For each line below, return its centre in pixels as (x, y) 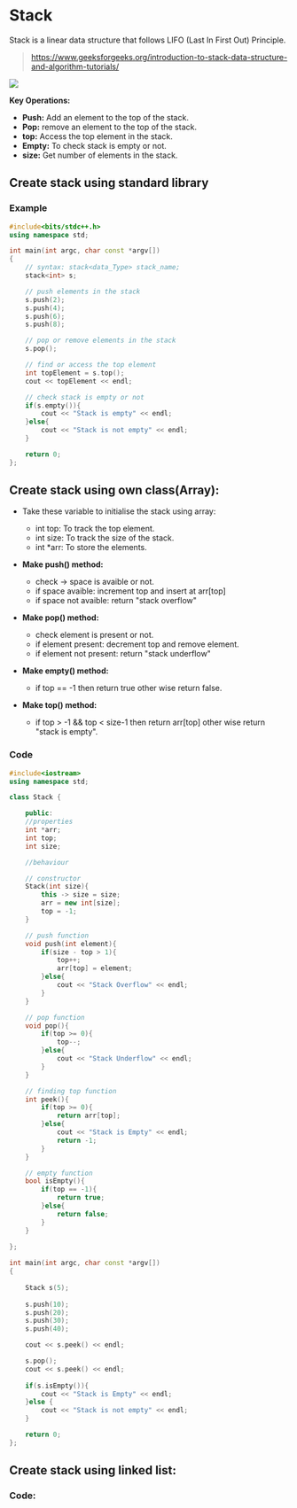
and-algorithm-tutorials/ (75, 66)
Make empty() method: (65, 671)
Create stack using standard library (109, 183)
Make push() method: (63, 564)
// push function (57, 936)
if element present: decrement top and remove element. (137, 644)
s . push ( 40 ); (47, 1329)
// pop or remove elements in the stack (101, 341)
